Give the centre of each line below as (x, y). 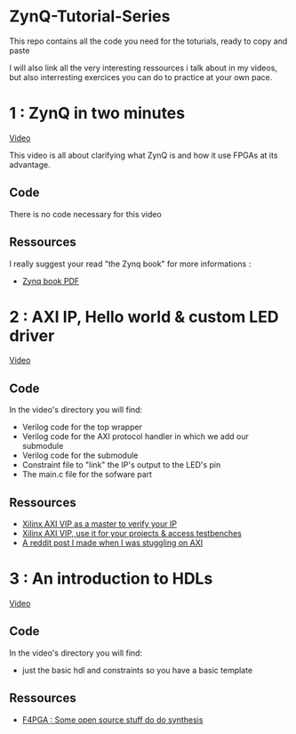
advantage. (30, 164)
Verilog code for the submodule (80, 455)
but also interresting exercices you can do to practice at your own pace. (141, 77)
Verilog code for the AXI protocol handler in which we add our (135, 436)
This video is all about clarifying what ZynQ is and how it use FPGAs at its (144, 155)
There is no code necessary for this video (85, 214)
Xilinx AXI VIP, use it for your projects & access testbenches (132, 534)
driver (32, 335)
